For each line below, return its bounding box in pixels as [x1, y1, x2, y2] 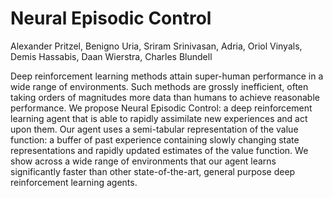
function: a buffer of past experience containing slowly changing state [10, 133, 300, 146]
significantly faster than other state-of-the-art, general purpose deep [10, 165, 296, 177]
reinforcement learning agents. [10, 176, 138, 188]
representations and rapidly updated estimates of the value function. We [10, 144, 309, 156]
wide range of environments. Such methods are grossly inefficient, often [10, 80, 309, 92]
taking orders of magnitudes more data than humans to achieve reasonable [10, 91, 320, 103]
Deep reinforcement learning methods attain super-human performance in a [10, 70, 324, 82]
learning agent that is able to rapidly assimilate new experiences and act [10, 112, 308, 124]
